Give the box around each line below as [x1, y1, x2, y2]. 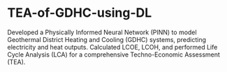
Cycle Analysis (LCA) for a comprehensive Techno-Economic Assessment [7, 50, 220, 59]
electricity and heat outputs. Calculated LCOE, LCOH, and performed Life [7, 43, 218, 51]
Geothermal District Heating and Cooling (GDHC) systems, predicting [7, 35, 207, 43]
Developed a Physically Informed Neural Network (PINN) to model [7, 28, 197, 36]
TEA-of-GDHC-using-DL [7, 5, 152, 21]
